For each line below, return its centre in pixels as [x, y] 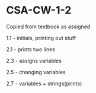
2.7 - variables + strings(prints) [44, 84]
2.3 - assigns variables [34, 61]
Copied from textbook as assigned [48, 26]
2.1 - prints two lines [31, 49]
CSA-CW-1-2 [39, 10]
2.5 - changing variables [36, 72]
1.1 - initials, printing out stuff [41, 38]
